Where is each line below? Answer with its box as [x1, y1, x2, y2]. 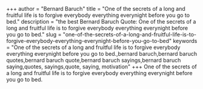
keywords [172, 38, 198, 44]
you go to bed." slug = [6, 31, 62, 38]
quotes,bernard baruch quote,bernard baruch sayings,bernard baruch [6, 57, 181, 64]
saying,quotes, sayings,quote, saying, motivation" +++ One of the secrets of [6, 63, 197, 70]
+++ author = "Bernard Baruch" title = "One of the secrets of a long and [6, 5, 186, 12]
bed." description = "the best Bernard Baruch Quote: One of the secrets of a [6, 18, 196, 25]
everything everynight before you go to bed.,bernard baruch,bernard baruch [6, 50, 198, 57]
